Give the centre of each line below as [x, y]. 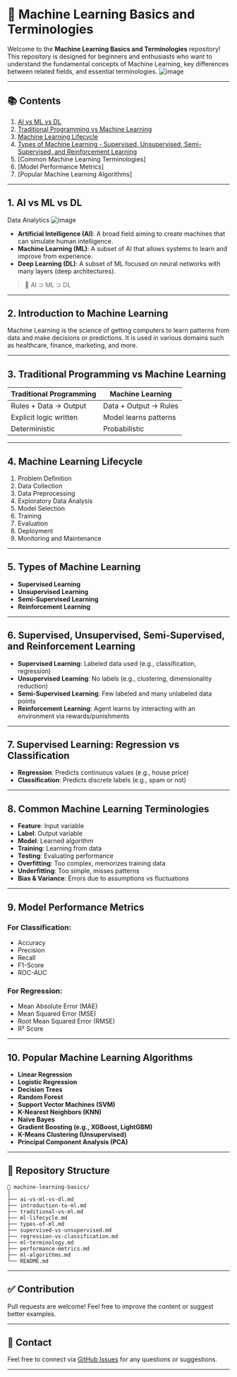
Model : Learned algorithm [55, 841]
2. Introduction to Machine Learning [88, 313]
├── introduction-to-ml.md [47, 1206]
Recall [26, 957]
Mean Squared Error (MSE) [57, 1014]
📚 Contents [34, 101]
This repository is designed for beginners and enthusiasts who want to [110, 56]
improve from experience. [55, 256]
